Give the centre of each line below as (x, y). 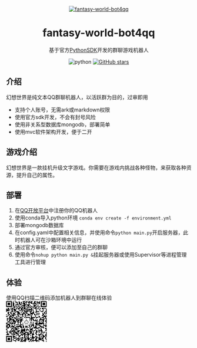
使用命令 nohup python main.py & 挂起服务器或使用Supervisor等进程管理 (101, 255)
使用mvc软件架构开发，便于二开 (53, 132)
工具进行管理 (30, 262)
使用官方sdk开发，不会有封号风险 (55, 117)
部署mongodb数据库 (39, 225)
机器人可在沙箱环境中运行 (51, 240)
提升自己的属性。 (37, 175)
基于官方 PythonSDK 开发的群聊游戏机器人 (99, 50)
